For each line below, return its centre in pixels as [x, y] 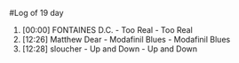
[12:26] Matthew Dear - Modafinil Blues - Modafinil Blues [126, 39]
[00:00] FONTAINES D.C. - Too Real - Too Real [107, 30]
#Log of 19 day [36, 13]
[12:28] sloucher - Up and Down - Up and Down [110, 49]
